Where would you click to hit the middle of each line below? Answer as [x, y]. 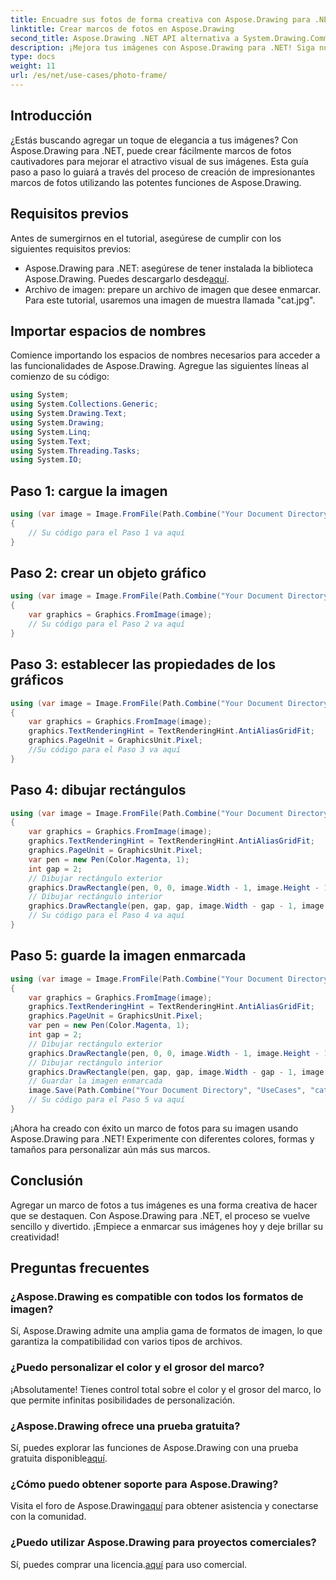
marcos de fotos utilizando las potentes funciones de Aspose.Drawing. [156, 182]
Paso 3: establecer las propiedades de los [143, 664]
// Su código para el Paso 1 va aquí [107, 532]
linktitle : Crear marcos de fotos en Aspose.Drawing [122, 29]
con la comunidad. [48, 1517]
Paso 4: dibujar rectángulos [98, 790]
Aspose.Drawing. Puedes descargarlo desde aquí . [127, 278]
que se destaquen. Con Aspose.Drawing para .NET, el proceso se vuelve [160, 1215]
